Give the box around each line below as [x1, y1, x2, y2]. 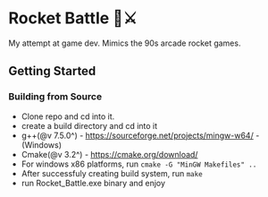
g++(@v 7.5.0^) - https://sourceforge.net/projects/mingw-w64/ [21, 130, 254, 141]
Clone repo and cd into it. [21, 111, 115, 122]
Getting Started [8, 64, 96, 79]
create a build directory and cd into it [21, 120, 158, 131]
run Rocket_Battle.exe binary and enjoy [21, 177, 166, 188]
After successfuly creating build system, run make [21, 167, 203, 178]
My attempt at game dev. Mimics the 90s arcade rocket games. [8, 38, 241, 48]
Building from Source [8, 90, 103, 103]
